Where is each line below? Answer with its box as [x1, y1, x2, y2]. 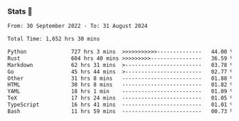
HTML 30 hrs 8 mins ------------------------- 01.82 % [7, 81, 234, 88]
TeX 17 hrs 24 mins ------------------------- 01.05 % [7, 95, 234, 102]
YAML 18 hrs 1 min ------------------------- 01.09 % [7, 88, 234, 95]
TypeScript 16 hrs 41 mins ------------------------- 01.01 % [7, 101, 234, 109]
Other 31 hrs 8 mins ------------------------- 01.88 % [7, 75, 234, 82]
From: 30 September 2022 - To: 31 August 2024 [7, 23, 148, 30]
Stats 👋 [7, 6, 33, 16]
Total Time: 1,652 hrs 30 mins [7, 36, 100, 43]
